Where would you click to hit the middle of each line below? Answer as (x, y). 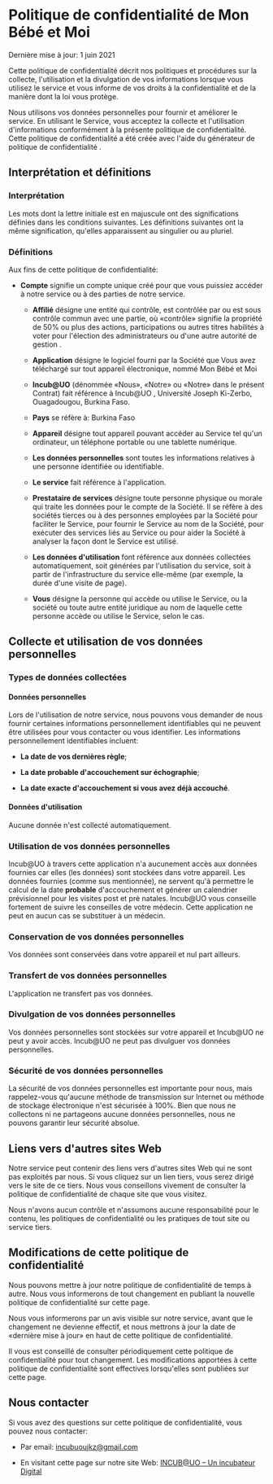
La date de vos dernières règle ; (74, 757)
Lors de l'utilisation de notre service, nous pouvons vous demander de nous (136, 715)
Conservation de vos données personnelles (96, 936)
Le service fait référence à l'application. (99, 482)
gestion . (47, 344)
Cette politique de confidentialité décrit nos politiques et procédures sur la (133, 70)
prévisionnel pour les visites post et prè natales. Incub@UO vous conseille (132, 898)
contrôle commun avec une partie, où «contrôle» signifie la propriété (147, 318)
